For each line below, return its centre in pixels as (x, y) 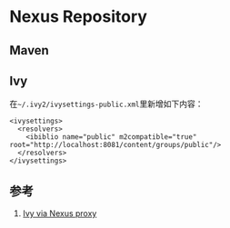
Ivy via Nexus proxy (60, 213)
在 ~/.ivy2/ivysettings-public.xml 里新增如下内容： (106, 104)
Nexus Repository (79, 17)
